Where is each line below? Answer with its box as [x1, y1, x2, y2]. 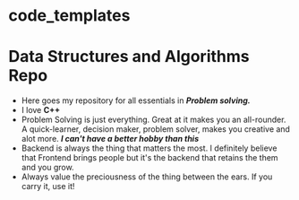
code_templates [8, 5, 131, 26]
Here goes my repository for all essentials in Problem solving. [21, 95, 252, 106]
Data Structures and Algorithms [8, 47, 250, 67]
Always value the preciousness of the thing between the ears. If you [21, 171, 273, 182]
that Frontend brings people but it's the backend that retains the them [21, 152, 278, 163]
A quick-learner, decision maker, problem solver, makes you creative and [21, 124, 290, 135]
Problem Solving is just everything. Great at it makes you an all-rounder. [21, 114, 286, 126]
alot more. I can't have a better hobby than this [21, 134, 199, 144]
